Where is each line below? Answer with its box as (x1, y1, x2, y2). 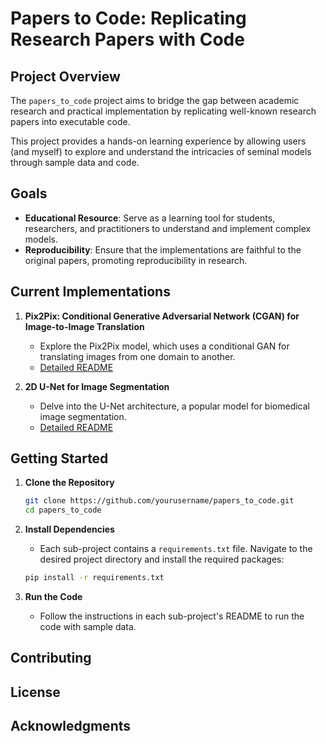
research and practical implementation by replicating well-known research (10, 105, 317, 117)
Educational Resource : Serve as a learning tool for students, (24, 212, 276, 224)
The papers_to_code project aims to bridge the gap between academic (10, 95, 300, 106)
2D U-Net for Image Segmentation (24, 380, 170, 392)
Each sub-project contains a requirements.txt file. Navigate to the (39, 543, 313, 555)
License (10, 683, 61, 701)
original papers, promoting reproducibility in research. (24, 254, 248, 266)
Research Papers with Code (10, 28, 245, 51)
